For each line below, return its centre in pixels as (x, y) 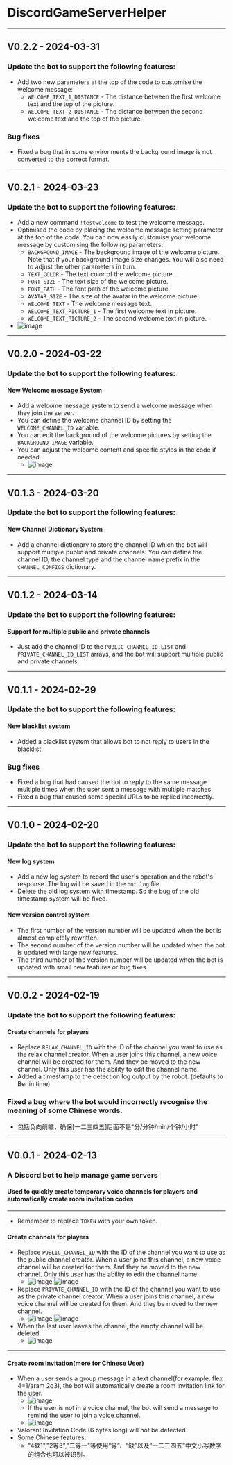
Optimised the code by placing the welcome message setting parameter (120, 230)
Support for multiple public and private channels (79, 631)
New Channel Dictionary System (55, 530)
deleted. (29, 1333)
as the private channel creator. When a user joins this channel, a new (116, 1296)
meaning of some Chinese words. (65, 1110)
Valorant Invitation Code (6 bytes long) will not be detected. (102, 1430)
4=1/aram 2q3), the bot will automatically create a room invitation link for (121, 1386)
